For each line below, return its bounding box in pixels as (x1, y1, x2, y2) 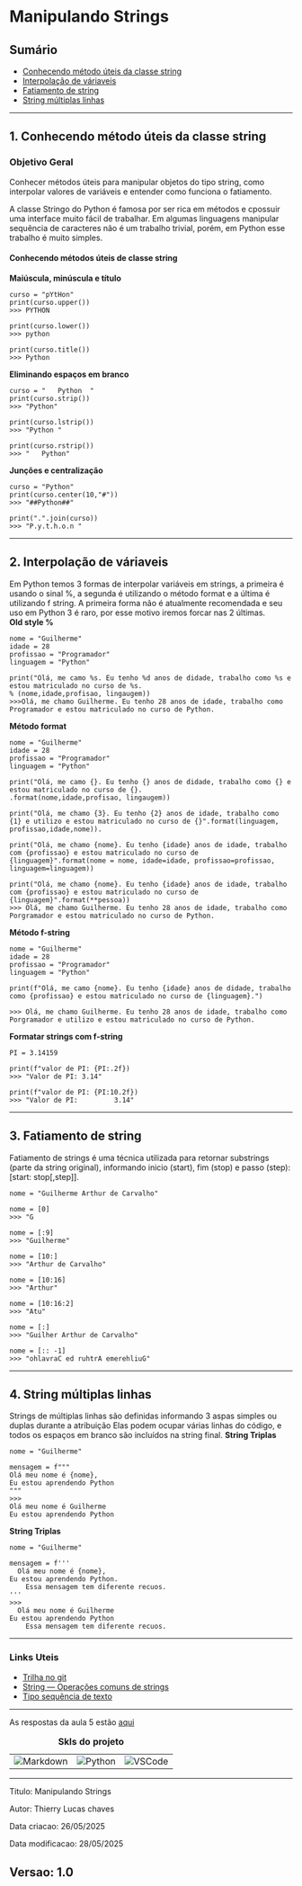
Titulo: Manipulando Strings (9, 1786, 112, 1797)
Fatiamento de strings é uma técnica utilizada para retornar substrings (9, 1152, 270, 1163)
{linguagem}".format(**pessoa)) (9, 895, 130, 905)
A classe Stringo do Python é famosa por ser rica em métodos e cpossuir (9, 203, 280, 214)
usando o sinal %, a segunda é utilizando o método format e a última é (9, 587, 271, 599)
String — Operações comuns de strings (22, 1681, 169, 1692)
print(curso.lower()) (9, 321, 91, 330)
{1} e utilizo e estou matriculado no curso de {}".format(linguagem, (9, 817, 280, 826)
